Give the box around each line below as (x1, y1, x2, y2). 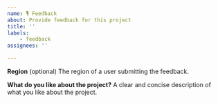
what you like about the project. (7, 88, 98, 96)
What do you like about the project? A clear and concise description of (7, 81, 211, 88)
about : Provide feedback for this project (7, 17, 131, 24)
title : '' (7, 23, 36, 30)
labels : (7, 29, 30, 37)
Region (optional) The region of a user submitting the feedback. (7, 67, 189, 75)
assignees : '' (7, 42, 48, 49)
